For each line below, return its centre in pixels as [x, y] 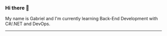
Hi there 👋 [17, 8]
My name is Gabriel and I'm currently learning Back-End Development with [82, 19]
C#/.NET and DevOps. [28, 24]
